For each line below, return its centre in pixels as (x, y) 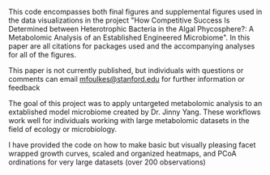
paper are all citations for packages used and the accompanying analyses (132, 46)
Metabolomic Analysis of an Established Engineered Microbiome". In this (129, 37)
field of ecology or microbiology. (63, 129)
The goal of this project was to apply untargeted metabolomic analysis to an (135, 103)
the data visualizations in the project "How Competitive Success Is (119, 20)
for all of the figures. (43, 55)
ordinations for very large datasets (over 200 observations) (107, 162)
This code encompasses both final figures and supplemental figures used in (135, 12)
